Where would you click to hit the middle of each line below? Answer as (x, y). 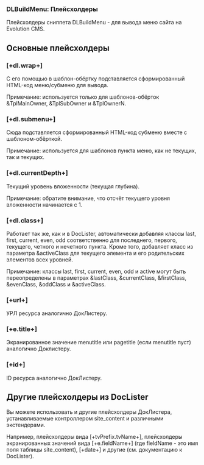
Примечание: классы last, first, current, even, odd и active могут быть (96, 271)
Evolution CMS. (26, 29)
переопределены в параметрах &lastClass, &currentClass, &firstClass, (97, 278)
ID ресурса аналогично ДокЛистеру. (54, 378)
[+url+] (17, 300)
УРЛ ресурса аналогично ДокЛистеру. (57, 313)
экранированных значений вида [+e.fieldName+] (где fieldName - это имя (102, 443)
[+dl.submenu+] (31, 119)
